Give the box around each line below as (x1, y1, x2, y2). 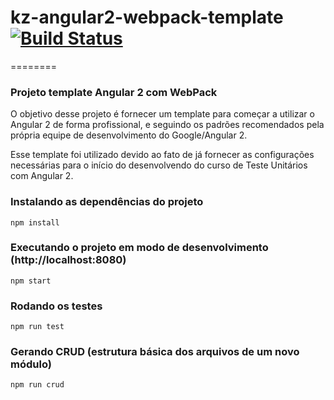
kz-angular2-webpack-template (10, 6, 284, 29)
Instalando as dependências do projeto (10, 195, 204, 209)
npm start (10, 276, 52, 286)
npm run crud (10, 380, 65, 390)
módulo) (10, 357, 52, 371)
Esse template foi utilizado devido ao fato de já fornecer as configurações (10, 149, 315, 161)
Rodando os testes (10, 299, 103, 313)
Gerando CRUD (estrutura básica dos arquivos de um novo (10, 345, 300, 359)
